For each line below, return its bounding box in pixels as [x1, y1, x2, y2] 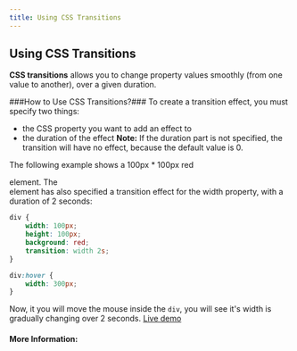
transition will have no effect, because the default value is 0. [21, 142, 243, 153]
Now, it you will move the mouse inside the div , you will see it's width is [9, 304, 272, 314]
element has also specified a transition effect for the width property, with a [9, 187, 284, 197]
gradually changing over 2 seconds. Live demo [9, 313, 182, 324]
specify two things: [9, 106, 80, 117]
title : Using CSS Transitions [9, 13, 122, 22]
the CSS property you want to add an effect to [21, 123, 192, 134]
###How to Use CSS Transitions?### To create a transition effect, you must [9, 96, 288, 107]
